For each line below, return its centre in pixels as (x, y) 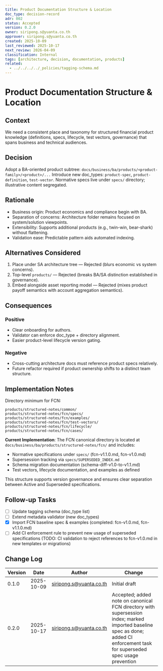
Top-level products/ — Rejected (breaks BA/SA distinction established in (85, 275)
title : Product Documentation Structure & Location (58, 9)
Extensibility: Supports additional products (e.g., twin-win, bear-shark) (82, 227)
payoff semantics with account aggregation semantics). (68, 290)
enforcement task (132, 643)
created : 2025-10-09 (26, 41)
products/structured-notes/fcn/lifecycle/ (49, 427)
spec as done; (128, 631)
